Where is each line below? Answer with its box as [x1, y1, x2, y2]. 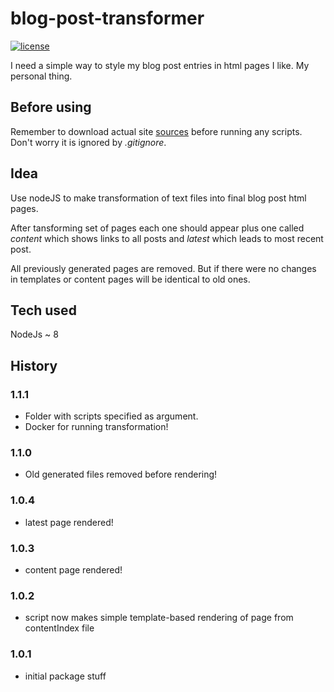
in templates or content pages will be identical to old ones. [10, 273, 251, 285]
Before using [10, 99, 92, 116]
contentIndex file [24, 622, 95, 634]
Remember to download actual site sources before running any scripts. [10, 125, 303, 137]
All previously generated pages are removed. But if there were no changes [10, 262, 317, 274]
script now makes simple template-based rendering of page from [24, 612, 294, 624]
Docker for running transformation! [24, 421, 169, 433]
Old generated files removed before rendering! [24, 468, 218, 481]
